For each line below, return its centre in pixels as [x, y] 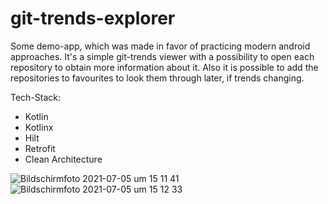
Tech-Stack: [36, 97]
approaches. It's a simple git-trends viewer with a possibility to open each [162, 56]
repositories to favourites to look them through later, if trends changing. [157, 78]
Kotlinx [39, 127]
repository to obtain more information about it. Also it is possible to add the [164, 67]
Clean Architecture [63, 159]
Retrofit [40, 148]
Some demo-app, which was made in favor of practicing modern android [160, 46]
